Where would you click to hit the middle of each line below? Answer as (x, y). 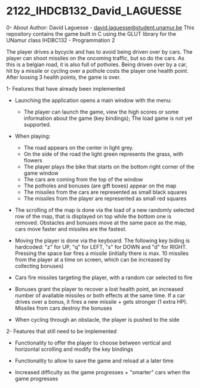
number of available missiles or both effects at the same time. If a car (100, 295)
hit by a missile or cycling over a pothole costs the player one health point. (98, 70)
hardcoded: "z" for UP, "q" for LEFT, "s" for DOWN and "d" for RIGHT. (101, 247)
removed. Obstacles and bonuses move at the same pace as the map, (101, 223)
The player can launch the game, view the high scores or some (101, 112)
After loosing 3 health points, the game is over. (64, 77)
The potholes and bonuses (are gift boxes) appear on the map (100, 186)
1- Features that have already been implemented (66, 88)
